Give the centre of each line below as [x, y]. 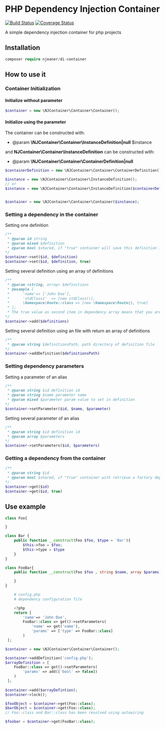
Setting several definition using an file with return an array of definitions [78, 331]
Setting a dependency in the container [52, 214]
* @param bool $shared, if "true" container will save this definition [82, 248]
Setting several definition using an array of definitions [59, 271]
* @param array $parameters [36, 436]
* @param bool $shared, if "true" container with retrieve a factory [80, 478]
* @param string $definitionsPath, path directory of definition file [81, 344]
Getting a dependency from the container [55, 458]
